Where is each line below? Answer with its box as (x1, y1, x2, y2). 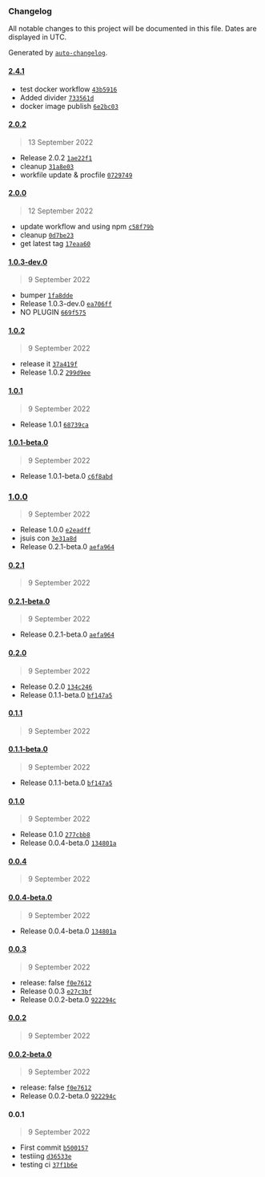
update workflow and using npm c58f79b (19, 221, 155, 231)
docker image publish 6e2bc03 (19, 101, 118, 111)
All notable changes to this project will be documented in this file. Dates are (8, 24, 258, 34)
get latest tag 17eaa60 (19, 238, 90, 248)
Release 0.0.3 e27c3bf (19, 986, 92, 996)
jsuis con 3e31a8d (19, 533, 78, 543)
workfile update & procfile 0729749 (19, 170, 133, 180)
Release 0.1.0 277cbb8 (19, 830, 90, 839)
